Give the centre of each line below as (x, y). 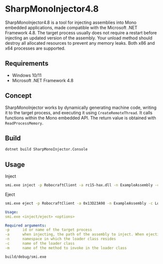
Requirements (27, 63)
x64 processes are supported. (35, 48)
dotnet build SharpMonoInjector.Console (47, 149)
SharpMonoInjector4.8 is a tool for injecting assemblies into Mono (71, 22)
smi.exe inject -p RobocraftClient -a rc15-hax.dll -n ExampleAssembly (79, 185)
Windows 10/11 (27, 75)
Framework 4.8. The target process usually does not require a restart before (81, 33)
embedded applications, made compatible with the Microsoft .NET (71, 27)
